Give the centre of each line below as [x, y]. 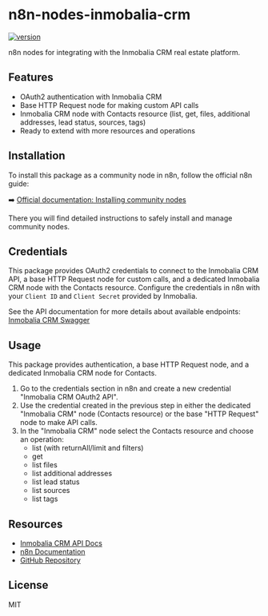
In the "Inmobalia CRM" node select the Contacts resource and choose [137, 431]
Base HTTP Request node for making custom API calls [109, 105]
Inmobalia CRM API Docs [61, 543]
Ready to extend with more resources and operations [108, 130]
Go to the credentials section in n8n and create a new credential [126, 388]
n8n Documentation [52, 552]
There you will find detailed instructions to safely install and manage [120, 218]
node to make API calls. [59, 423]
